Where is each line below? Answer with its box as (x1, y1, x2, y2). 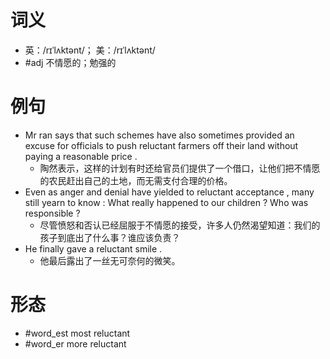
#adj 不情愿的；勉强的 (24, 56, 117, 68)
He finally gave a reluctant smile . (24, 242, 163, 255)
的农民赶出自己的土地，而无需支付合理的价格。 (39, 174, 233, 186)
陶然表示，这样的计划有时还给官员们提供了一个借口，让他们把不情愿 (39, 162, 321, 174)
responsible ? (24, 207, 81, 219)
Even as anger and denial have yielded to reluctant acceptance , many (24, 186, 315, 198)
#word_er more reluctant (24, 337, 127, 350)
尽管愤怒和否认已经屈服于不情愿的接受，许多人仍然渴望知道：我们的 (39, 219, 321, 231)
